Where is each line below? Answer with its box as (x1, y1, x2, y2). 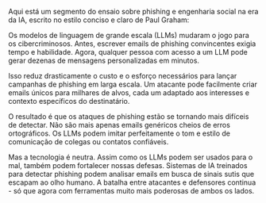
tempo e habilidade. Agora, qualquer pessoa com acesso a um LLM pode (8, 48, 248, 56)
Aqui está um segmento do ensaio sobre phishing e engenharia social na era (8, 7, 259, 16)
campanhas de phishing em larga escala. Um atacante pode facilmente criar (8, 79, 258, 89)
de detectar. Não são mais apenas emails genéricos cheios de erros (8, 121, 230, 129)
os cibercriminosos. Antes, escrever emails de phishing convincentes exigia (8, 39, 256, 48)
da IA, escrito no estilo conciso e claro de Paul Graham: (8, 15, 190, 25)
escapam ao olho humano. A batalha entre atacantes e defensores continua (8, 178, 256, 187)
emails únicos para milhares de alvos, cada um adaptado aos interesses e (8, 88, 250, 98)
